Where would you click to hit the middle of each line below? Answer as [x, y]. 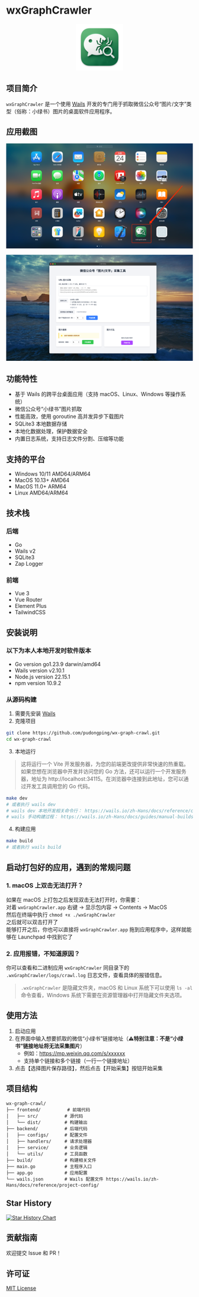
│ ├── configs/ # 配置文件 [47, 1135]
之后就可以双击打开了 [32, 922]
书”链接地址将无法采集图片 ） [50, 1046]
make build [20, 841]
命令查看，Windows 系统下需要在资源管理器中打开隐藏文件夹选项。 [103, 995]
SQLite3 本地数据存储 [41, 424]
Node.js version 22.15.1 [42, 677]
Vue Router [28, 600]
